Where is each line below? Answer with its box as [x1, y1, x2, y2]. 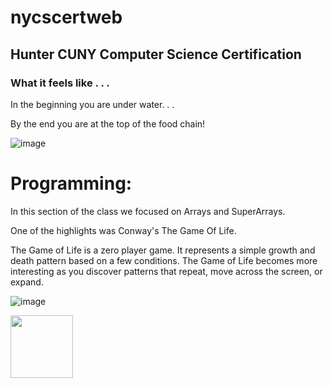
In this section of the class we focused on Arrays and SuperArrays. [10, 205, 286, 217]
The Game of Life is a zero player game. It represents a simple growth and [10, 244, 316, 256]
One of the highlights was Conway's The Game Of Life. [10, 224, 237, 236]
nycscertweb [10, 6, 123, 29]
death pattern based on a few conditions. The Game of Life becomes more [10, 254, 318, 266]
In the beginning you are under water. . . [10, 98, 175, 110]
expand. [10, 276, 44, 288]
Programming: [10, 172, 133, 195]
